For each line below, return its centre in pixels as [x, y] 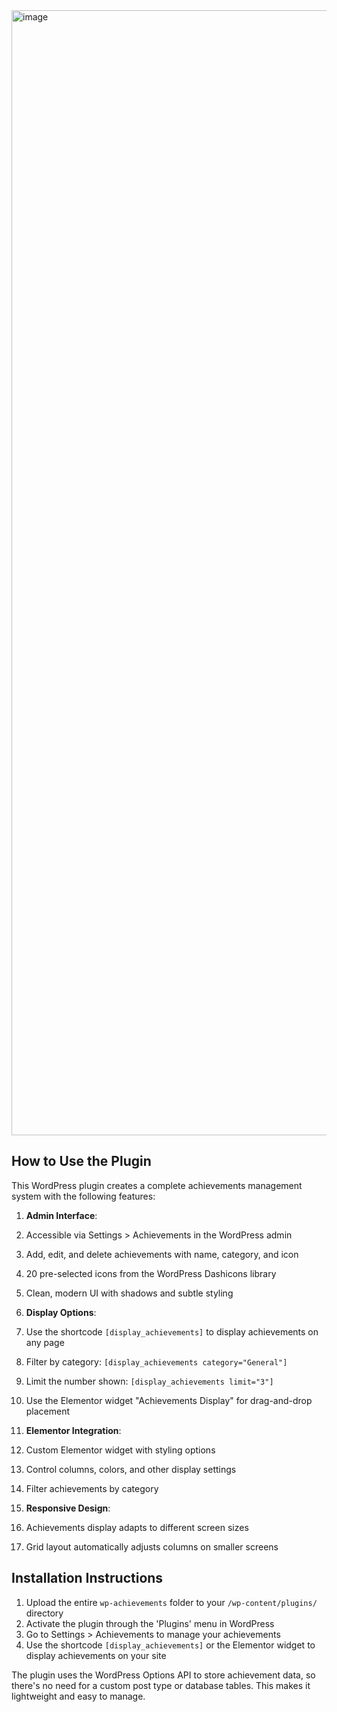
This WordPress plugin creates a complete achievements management [157, 1185]
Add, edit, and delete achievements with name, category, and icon [162, 1254]
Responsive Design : [68, 1508]
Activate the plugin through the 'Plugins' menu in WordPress [150, 1623]
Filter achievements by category [92, 1488]
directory [44, 1613]
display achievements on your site [96, 1655]
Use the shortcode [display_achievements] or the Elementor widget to [170, 1645]
